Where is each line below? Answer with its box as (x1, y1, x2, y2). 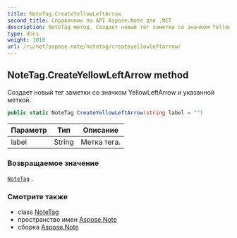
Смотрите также (7, 191, 68, 201)
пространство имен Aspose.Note (17, 215, 118, 224)
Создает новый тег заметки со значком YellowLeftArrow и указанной (7, 88, 215, 96)
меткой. (7, 95, 32, 104)
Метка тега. (80, 137, 121, 147)
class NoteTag (17, 208, 59, 216)
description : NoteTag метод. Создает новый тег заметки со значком (7, 23, 210, 30)
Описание (83, 125, 119, 135)
